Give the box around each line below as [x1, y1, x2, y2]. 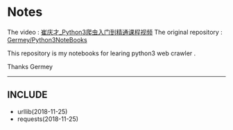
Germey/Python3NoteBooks [7, 35, 88, 44]
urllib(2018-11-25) [17, 107, 68, 115]
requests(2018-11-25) [17, 115, 78, 123]
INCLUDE [7, 89, 48, 101]
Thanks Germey [7, 62, 53, 71]
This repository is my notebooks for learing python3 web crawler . [7, 49, 196, 57]
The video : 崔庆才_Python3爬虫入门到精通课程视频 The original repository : [7, 28, 223, 36]
